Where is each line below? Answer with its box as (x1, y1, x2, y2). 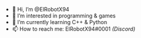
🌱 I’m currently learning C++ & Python (12, 19, 108, 25)
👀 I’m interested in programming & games (12, 12, 116, 19)
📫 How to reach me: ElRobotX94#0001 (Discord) (12, 25, 136, 33)
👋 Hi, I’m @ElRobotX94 (12, 6, 70, 13)
